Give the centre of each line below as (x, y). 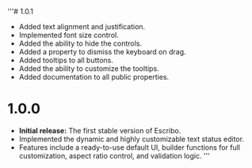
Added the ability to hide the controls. (80, 43)
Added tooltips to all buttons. (66, 60)
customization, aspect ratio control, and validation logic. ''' (115, 155)
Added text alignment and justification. (82, 26)
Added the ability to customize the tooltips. (89, 69)
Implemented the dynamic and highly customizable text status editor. (132, 139)
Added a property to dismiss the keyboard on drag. (103, 52)
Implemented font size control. (69, 35)
